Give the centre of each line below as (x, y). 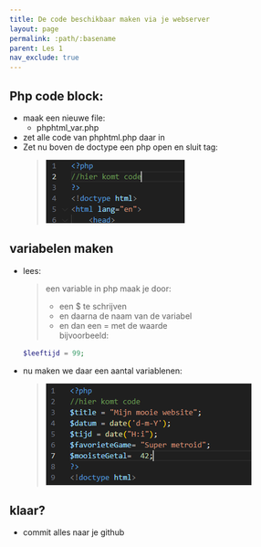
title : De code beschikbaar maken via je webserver (110, 19)
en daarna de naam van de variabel (125, 316)
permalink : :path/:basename (63, 38)
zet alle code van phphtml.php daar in (94, 137)
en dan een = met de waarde (113, 325)
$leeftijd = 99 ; (53, 353)
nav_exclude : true (44, 58)
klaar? (27, 511)
